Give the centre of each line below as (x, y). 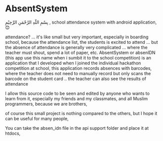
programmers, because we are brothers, (46, 104)
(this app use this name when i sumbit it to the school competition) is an (78, 57)
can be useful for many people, (37, 118)
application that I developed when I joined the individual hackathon (73, 63)
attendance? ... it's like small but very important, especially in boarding (77, 37)
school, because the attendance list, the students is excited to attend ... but (81, 42)
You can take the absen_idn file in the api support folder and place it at (77, 128)
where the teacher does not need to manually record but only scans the (78, 73)
